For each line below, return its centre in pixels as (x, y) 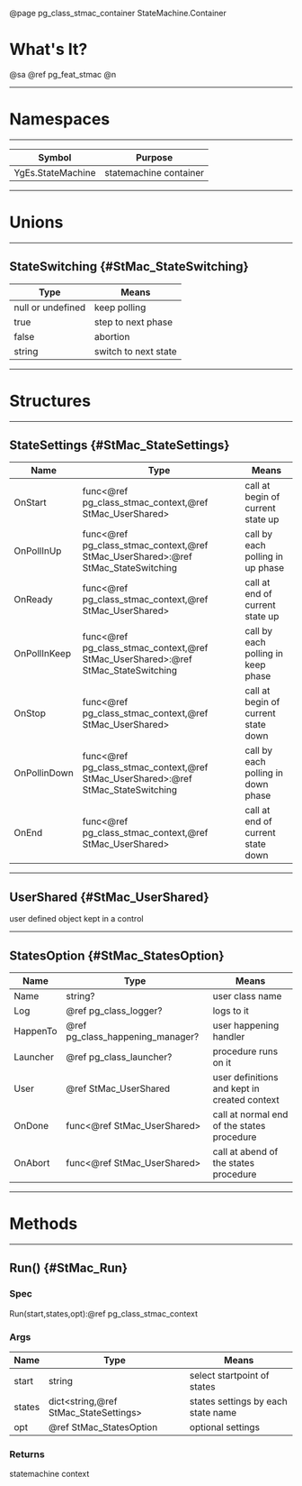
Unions (36, 222)
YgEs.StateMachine (55, 172)
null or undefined (50, 307)
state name (213, 1412)
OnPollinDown (44, 773)
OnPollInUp (38, 551)
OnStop (30, 713)
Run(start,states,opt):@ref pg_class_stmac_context (104, 1313)
